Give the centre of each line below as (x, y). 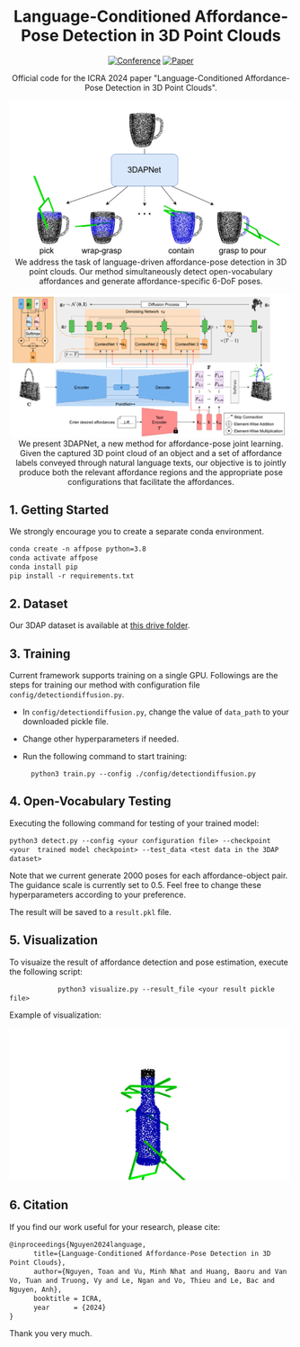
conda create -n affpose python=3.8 (78, 549)
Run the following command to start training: (104, 756)
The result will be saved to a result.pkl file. (91, 911)
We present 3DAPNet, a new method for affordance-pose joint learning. (151, 444)
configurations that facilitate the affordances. (151, 481)
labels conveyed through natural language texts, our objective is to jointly (151, 462)
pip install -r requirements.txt (72, 576)
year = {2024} (69, 1307)
